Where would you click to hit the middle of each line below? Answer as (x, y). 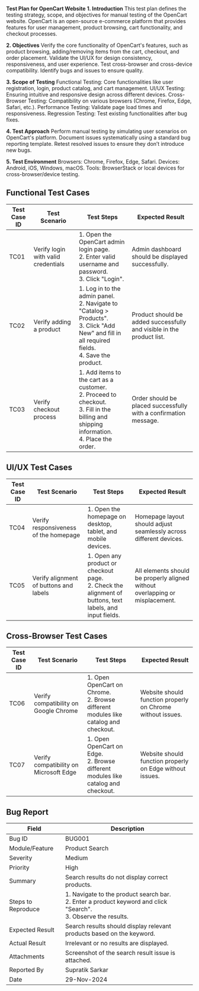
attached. (78, 960)
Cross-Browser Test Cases (57, 636)
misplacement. (155, 600)
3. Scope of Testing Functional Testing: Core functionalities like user (90, 82)
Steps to (21, 902)
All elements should (162, 571)
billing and (93, 416)
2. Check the (105, 585)
